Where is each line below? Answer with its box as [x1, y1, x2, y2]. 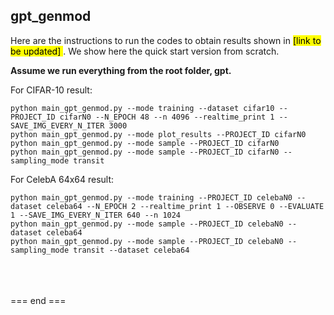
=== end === [10, 294, 67, 306]
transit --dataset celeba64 [73, 245, 190, 255]
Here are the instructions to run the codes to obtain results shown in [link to [10, 34, 322, 46]
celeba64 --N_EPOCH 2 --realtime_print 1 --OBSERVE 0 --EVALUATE [46, 201, 325, 211]
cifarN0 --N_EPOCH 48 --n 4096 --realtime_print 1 [59, 112, 275, 122]
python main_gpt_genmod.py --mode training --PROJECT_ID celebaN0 [10, 192, 293, 203]
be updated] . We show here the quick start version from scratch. [10, 45, 280, 57]
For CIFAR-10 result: [10, 84, 93, 96]
